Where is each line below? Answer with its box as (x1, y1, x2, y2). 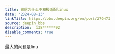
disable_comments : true (5, 30, 54, 35)
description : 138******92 (5, 25, 60, 30)
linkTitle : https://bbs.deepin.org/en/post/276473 (5, 16, 111, 21)
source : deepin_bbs (5, 20, 45, 26)
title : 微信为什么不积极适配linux (5, 7, 68, 12)
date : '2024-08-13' (5, 12, 45, 17)
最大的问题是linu (5, 44, 38, 49)
